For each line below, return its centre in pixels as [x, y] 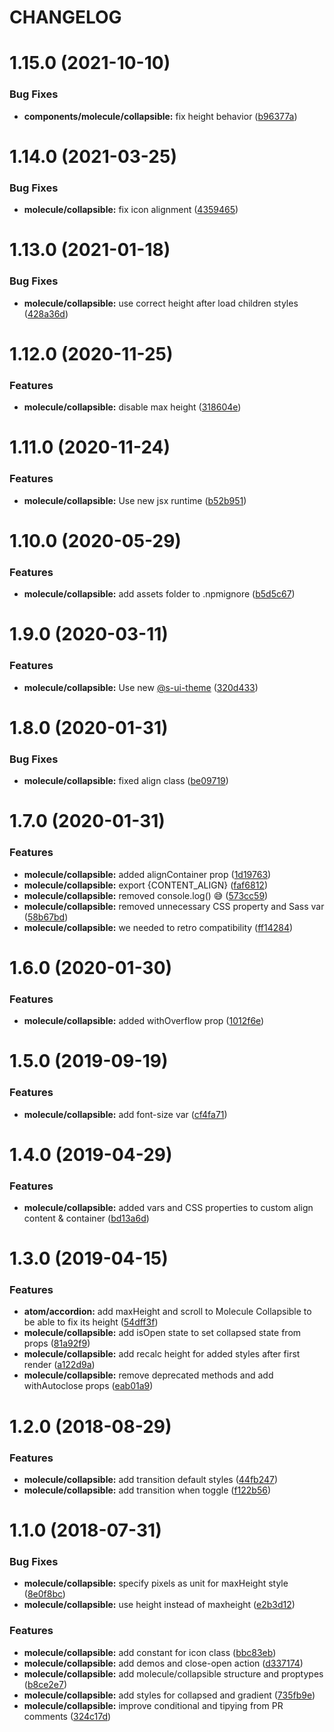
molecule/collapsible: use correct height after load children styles [161, 303]
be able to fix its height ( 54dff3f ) [91, 1322]
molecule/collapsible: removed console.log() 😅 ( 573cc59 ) [146, 895]
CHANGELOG [65, 17]
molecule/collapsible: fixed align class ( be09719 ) [126, 781]
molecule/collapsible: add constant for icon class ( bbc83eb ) [150, 1652]
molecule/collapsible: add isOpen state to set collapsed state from [162, 1333]
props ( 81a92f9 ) [57, 1343]
